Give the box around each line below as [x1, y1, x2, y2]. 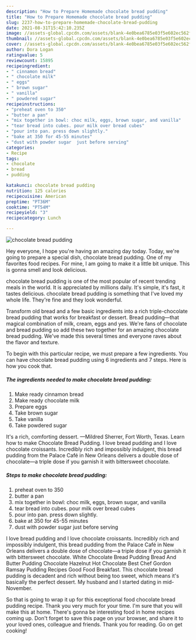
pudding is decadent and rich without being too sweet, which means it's [6, 572, 180, 579]
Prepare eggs [14, 403, 48, 410]
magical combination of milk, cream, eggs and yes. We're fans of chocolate [6, 320, 188, 327]
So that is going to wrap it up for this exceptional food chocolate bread [6, 595, 176, 603]
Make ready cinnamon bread [14, 391, 84, 398]
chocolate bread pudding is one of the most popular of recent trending [6, 278, 176, 285]
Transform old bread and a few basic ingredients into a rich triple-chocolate [6, 308, 188, 314]
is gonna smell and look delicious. [6, 266, 87, 273]
